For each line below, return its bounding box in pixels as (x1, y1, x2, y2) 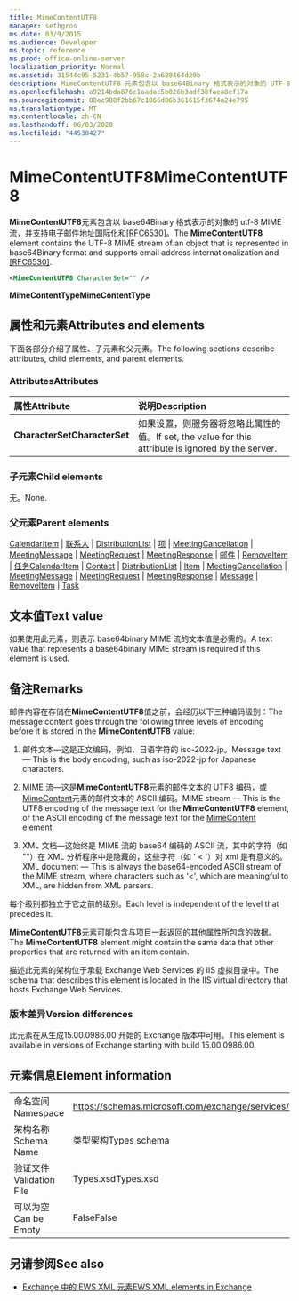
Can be (13, 1213, 44, 1225)
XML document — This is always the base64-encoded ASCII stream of (21, 862, 282, 872)
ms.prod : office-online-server (9, 54, 125, 63)
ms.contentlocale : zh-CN (9, 112, 101, 121)
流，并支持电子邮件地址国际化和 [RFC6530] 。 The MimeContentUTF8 (9, 228, 263, 238)
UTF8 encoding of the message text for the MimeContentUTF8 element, (21, 803, 289, 814)
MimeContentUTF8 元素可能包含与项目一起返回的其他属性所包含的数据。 (9, 927, 277, 938)
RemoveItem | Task (9, 580, 80, 591)
